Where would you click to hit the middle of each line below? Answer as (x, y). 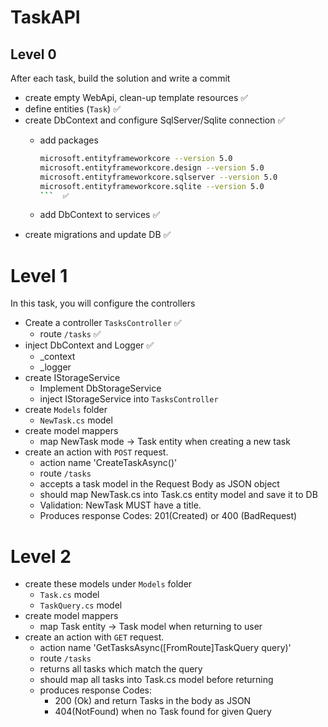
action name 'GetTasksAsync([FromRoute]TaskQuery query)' (165, 648)
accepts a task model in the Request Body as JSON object (159, 484)
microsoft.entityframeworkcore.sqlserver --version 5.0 (158, 177)
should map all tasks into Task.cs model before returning (156, 680)
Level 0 (33, 54)
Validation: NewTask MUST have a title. (120, 505)
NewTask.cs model (76, 420)
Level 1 (39, 275)
